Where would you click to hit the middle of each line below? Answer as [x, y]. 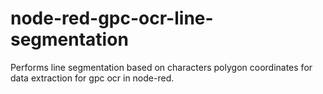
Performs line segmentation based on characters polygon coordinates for [161, 67]
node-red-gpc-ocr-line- [112, 18]
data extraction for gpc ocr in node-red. [92, 78]
